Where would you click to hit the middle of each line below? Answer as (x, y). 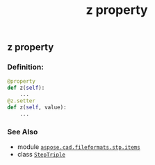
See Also (23, 132)
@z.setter (22, 101)
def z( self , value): (37, 107)
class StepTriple (41, 155)
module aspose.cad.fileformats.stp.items (79, 147)
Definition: (25, 67)
